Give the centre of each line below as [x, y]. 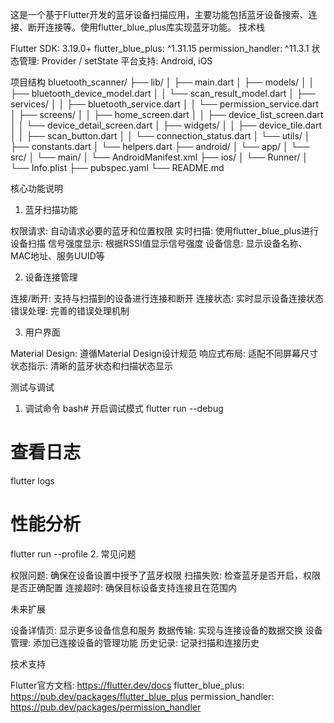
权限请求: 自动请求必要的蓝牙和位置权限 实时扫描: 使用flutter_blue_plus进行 [164, 231]
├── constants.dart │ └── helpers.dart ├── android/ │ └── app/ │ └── [160, 146]
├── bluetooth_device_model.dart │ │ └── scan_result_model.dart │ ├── [163, 93]
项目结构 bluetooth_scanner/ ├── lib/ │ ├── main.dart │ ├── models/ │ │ [162, 82]
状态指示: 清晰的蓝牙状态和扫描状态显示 [91, 366]
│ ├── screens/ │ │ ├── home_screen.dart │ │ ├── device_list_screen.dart [167, 114]
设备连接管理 [51, 277]
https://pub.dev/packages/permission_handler [106, 707]
